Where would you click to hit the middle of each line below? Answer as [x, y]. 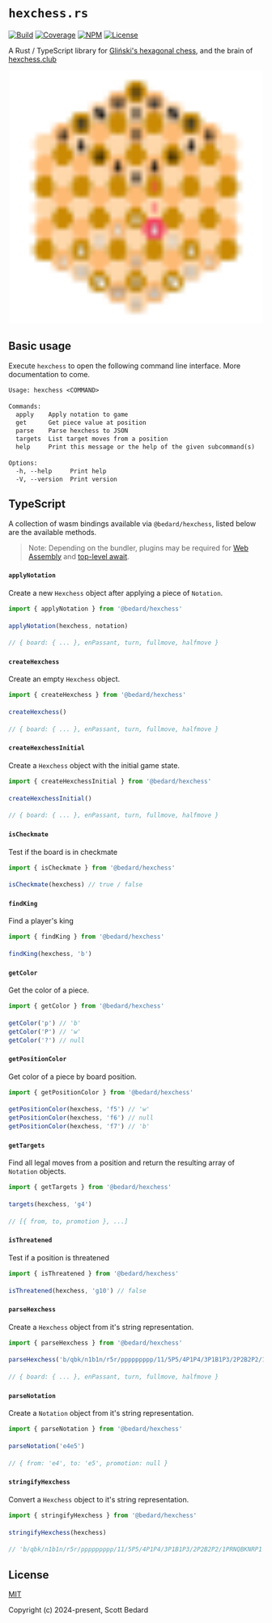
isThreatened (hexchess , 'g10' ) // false [78, 1290]
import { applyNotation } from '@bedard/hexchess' [96, 609]
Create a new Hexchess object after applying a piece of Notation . [116, 593]
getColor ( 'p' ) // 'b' [45, 1023]
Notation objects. [37, 1171]
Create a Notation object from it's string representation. [101, 1413]
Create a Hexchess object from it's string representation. [101, 1327]
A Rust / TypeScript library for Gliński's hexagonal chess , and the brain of [131, 50]
